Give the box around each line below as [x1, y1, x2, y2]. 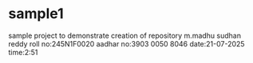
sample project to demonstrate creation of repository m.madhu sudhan [8, 31, 242, 40]
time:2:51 [8, 47, 38, 57]
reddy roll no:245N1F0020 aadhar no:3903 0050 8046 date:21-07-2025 [8, 39, 245, 48]
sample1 [8, 5, 64, 23]
